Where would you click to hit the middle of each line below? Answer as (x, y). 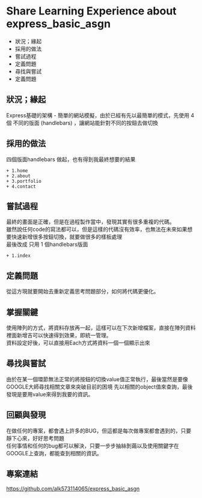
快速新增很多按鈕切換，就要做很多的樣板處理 (66, 237)
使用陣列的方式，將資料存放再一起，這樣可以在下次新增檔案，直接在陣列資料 (101, 328)
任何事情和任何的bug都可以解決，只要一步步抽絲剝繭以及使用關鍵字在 (93, 446)
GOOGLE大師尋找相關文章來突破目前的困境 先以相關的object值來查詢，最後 (99, 387)
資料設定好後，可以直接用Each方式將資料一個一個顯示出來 (78, 343)
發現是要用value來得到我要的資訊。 (50, 394)
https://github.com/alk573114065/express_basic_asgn (73, 489)
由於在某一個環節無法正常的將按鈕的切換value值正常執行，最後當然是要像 (97, 379)
